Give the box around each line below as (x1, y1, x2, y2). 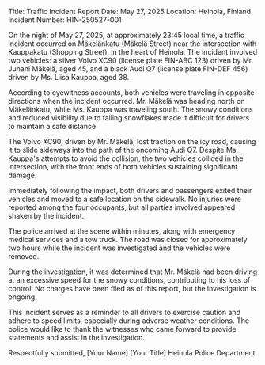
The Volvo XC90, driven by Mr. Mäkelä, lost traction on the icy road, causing (8, 137, 256, 146)
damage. (8, 170, 37, 180)
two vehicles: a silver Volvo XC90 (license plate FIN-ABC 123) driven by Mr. (8, 55, 254, 65)
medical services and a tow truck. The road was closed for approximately (8, 235, 248, 244)
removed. (8, 252, 40, 260)
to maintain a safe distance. (8, 122, 98, 131)
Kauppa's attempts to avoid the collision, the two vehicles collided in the (8, 154, 244, 163)
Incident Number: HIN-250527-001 (8, 15, 122, 25)
